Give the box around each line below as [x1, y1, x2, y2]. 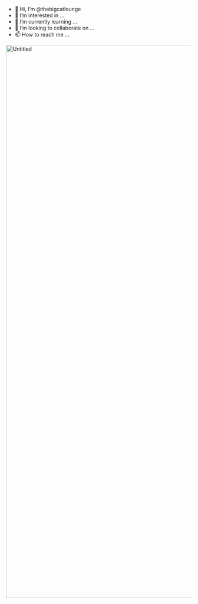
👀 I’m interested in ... [14, 12, 65, 19]
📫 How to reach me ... [14, 31, 70, 38]
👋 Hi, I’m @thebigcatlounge [14, 6, 81, 12]
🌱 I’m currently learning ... [14, 18, 78, 25]
